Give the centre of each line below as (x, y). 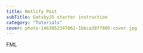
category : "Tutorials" (34, 22)
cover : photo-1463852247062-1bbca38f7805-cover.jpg (71, 28)
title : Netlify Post (32, 11)
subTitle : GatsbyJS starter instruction (57, 17)
